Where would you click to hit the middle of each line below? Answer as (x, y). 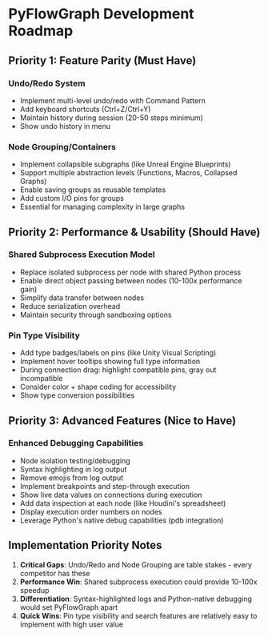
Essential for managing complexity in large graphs (102, 207)
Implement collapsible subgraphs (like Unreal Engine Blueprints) (125, 164)
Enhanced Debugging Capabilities (76, 443)
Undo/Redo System (47, 83)
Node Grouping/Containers (62, 146)
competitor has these (55, 573)
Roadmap (41, 31)
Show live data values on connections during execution (111, 495)
